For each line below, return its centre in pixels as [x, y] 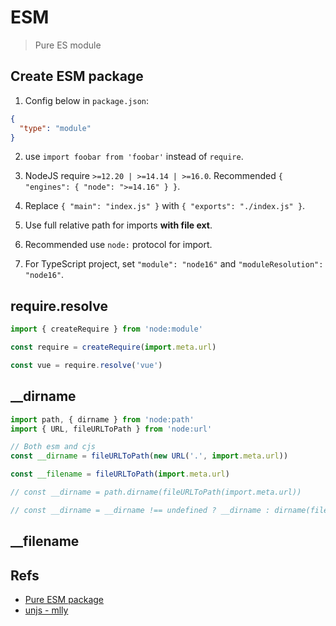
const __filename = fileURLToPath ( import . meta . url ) [120, 474]
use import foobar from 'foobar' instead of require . [134, 157]
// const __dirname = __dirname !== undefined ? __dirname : [140, 510]
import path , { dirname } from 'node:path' [102, 419]
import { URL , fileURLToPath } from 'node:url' [111, 429]
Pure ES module [68, 45]
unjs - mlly [46, 610]
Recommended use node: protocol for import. [118, 245]
